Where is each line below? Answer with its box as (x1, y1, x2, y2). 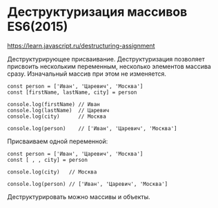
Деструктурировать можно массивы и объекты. (7, 192, 150, 200)
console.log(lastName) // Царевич (7, 107, 110, 114)
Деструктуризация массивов (7, 4, 188, 20)
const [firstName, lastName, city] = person (7, 89, 137, 96)
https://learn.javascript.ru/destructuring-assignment (7, 41, 155, 50)
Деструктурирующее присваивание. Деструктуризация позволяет (7, 54, 205, 63)
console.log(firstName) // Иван (7, 101, 100, 107)
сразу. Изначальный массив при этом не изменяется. (7, 70, 167, 78)
